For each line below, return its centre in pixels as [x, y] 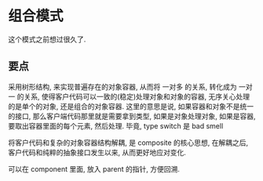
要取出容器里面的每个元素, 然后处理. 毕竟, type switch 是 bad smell [116, 125]
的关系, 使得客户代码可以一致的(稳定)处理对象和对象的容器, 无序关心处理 [133, 96]
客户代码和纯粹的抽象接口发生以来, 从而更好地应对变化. [97, 152]
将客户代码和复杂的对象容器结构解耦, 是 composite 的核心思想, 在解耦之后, [128, 143]
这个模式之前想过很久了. [47, 39]
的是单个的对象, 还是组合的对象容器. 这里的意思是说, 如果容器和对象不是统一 [131, 106]
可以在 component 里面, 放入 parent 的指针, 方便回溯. [94, 168]
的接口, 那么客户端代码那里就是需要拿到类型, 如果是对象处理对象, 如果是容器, [132, 116]
